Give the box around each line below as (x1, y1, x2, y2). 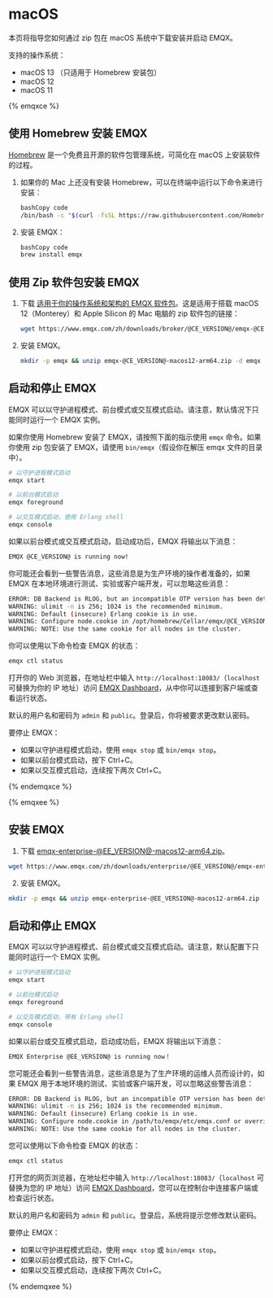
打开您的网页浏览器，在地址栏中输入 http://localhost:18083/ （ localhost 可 (8, 1173, 264, 1182)
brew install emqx (19, 251, 83, 259)
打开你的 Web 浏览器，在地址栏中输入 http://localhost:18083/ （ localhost (8, 673, 260, 682)
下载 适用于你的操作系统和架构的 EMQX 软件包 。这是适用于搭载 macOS (19, 299, 259, 308)
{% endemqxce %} (8, 782, 72, 791)
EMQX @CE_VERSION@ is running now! (8, 553, 129, 561)
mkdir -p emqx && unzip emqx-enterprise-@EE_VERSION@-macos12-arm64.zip (8, 894, 260, 902)
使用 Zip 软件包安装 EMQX (8, 275, 140, 289)
